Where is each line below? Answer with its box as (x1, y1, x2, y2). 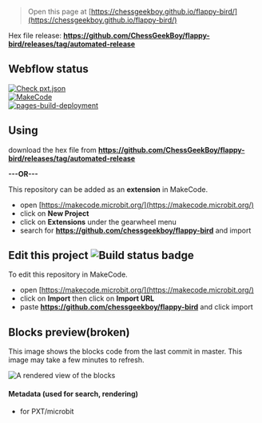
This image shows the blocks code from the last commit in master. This (8, 347, 243, 357)
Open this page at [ (27, 7, 92, 16)
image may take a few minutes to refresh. (8, 355, 145, 365)
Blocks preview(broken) (8, 325, 130, 339)
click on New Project (19, 208, 89, 218)
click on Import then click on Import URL (19, 293, 155, 303)
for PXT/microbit (19, 407, 74, 417)
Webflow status (8, 62, 89, 76)
